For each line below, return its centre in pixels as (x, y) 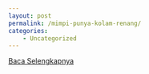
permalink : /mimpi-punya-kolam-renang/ (75, 23)
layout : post (30, 16)
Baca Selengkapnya (41, 61)
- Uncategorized (50, 38)
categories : (28, 31)
